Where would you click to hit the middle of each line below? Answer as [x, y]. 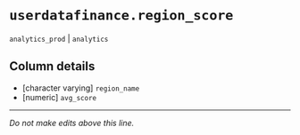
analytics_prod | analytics [59, 38]
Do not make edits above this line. [72, 123]
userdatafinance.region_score [121, 16]
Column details [52, 66]
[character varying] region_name [81, 88]
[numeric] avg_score [59, 97]
